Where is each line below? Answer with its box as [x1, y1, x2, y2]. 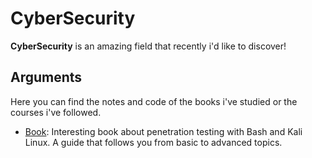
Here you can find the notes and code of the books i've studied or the [10, 95, 298, 107]
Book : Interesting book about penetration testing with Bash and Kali [24, 125, 303, 137]
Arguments [10, 69, 83, 86]
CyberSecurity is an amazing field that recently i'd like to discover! [10, 40, 287, 52]
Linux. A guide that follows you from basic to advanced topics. [24, 136, 283, 148]
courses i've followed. [10, 106, 102, 118]
